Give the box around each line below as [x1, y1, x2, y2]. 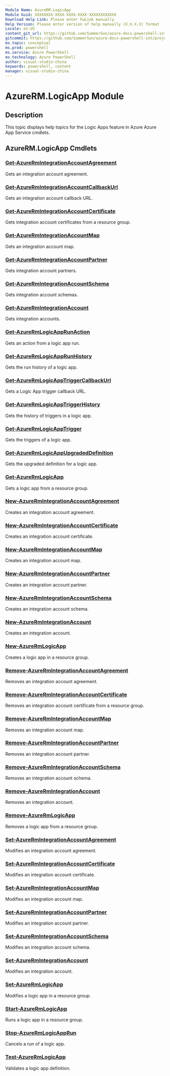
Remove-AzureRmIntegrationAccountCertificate [5, 691, 127, 698]
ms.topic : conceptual [5, 41, 51, 46]
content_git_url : [5, 31, 42, 36]
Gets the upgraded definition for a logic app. [5, 461, 98, 467]
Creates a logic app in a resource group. [5, 654, 90, 660]
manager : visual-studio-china [5, 69, 69, 74]
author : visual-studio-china [5, 59, 67, 64]
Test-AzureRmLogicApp [5, 1054, 66, 1061]
